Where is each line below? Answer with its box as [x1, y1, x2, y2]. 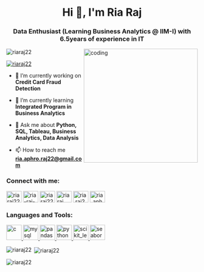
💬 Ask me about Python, [15, 121, 77, 129]
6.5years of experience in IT [59, 35, 144, 43]
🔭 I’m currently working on [15, 72, 81, 80]
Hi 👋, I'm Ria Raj [62, 5, 142, 19]
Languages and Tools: [6, 211, 73, 219]
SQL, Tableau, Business [15, 127, 76, 135]
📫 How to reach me [15, 146, 66, 154]
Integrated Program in [15, 103, 72, 110]
